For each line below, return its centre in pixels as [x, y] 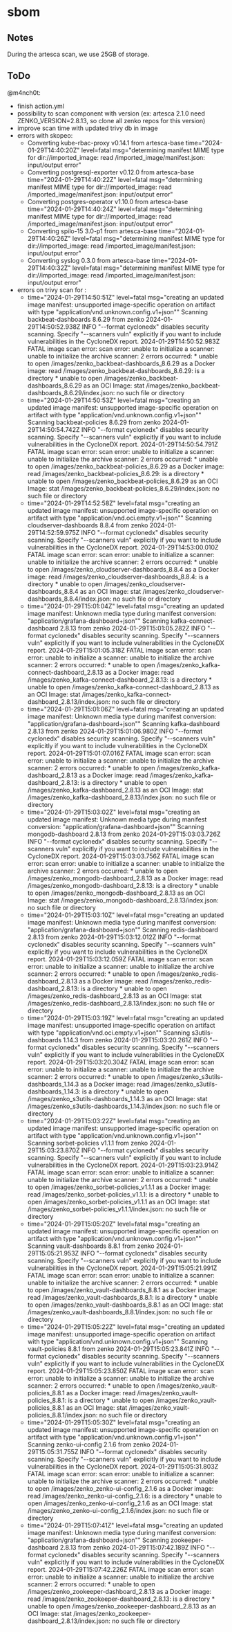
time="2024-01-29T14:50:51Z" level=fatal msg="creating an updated [126, 297]
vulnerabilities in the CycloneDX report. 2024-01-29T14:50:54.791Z [123, 444]
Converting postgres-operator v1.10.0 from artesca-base [108, 201]
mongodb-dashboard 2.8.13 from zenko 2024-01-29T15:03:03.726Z [124, 834]
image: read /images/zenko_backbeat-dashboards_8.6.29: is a [116, 370]
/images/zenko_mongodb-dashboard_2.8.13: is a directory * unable [123, 885]
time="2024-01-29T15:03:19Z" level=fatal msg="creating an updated [126, 1017]
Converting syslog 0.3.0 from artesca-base [89, 260]
